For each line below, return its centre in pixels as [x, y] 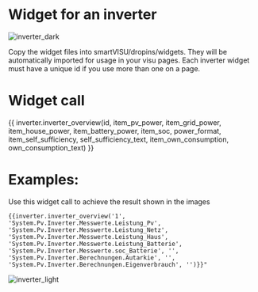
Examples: [44, 180]
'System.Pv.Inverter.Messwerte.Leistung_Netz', [89, 230]
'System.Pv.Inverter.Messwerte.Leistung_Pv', [85, 223]
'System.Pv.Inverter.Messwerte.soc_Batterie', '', [94, 251]
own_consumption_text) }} [51, 147]
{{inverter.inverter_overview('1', [67, 216]
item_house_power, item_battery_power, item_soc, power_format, [115, 131]
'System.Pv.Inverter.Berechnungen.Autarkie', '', [92, 258]
